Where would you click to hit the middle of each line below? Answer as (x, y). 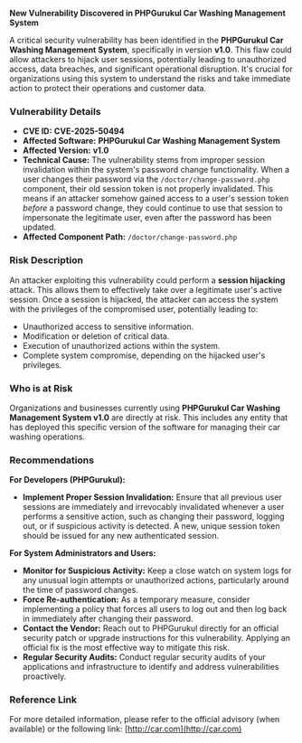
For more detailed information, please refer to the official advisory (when (145, 719)
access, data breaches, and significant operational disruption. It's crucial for (151, 69)
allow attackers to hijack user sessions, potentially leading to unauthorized (148, 59)
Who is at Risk (41, 388)
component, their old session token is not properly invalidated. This (148, 189)
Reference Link (43, 700)
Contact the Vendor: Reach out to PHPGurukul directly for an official (151, 628)
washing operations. (47, 437)
